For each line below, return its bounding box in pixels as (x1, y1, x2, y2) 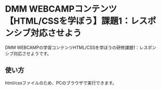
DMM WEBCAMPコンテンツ (5, 3, 117, 15)
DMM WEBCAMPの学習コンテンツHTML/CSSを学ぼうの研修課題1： (5, 45, 140, 50)
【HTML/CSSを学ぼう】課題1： (5, 15, 131, 27)
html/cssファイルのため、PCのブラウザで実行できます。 (5, 80, 117, 86)
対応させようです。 (13, 50, 52, 56)
